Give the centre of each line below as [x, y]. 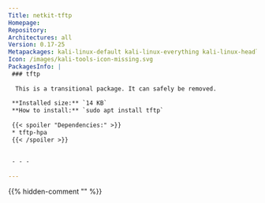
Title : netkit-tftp [40, 15]
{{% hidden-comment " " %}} [55, 191]
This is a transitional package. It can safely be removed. [116, 89]
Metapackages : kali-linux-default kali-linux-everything [104, 52]
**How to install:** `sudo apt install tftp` [88, 111]
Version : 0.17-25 [37, 45]
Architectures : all [40, 37]
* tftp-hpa [29, 132]
